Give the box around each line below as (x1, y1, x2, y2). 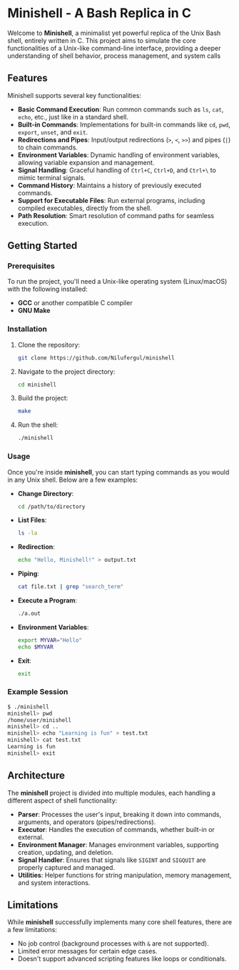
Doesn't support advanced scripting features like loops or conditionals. (17, 954, 227, 963)
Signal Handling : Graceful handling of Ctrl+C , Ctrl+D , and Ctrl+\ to (17, 166, 216, 174)
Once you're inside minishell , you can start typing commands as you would (7, 467, 230, 476)
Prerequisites (7, 261, 55, 271)
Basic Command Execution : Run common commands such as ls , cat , (17, 105, 224, 114)
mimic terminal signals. (17, 173, 86, 182)
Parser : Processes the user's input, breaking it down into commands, (17, 810, 222, 818)
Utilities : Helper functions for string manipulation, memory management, (17, 871, 232, 879)
